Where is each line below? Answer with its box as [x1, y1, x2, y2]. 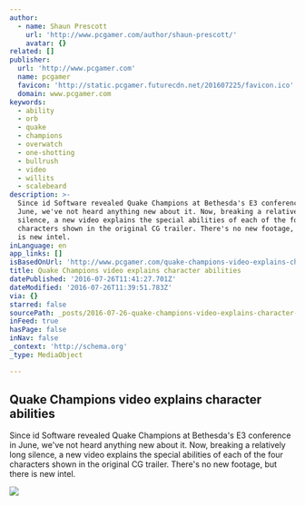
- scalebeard [17, 182, 67, 191]
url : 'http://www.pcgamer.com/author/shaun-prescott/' [25, 30, 238, 39]
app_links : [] [9, 249, 64, 258]
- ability [17, 106, 54, 115]
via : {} [9, 291, 39, 300]
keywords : [9, 97, 47, 107]
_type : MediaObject [9, 350, 84, 359]
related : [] [9, 47, 54, 56]
